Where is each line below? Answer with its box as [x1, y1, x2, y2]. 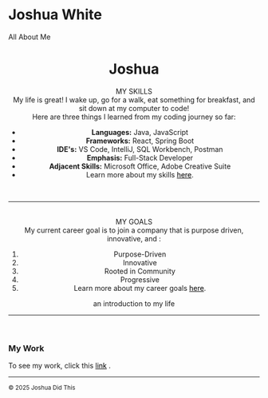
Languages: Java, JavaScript [91, 127, 189, 137]
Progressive [120, 274, 160, 285]
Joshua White [8, 6, 102, 24]
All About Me [8, 32, 51, 42]
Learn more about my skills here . [86, 169, 194, 179]
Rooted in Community [104, 266, 175, 276]
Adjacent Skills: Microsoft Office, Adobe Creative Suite [49, 161, 231, 171]
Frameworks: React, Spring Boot [85, 136, 195, 145]
